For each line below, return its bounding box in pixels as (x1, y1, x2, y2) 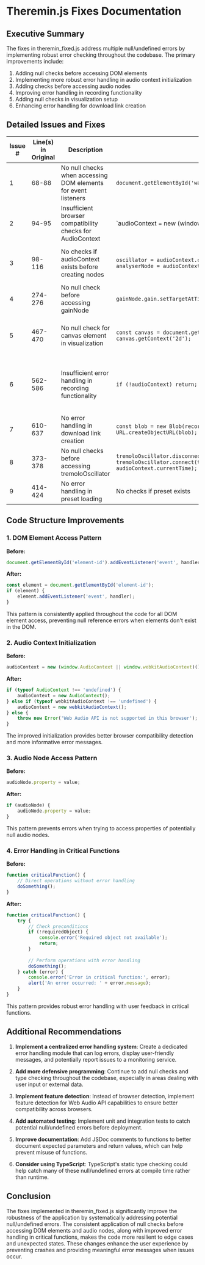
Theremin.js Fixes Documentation (6, 4, 182, 18)
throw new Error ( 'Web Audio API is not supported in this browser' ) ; (17, 716, 198, 722)
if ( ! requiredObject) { (28, 929, 88, 935)
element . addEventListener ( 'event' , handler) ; (17, 593, 135, 600)
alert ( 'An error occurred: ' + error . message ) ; (28, 980, 151, 987)
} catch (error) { (17, 969, 64, 975)
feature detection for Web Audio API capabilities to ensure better (15, 1099, 178, 1106)
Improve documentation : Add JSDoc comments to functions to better (15, 1136, 192, 1143)
